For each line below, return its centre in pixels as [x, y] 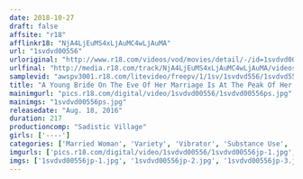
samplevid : [30, 77]
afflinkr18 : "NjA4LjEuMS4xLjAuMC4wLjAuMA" [90, 43]
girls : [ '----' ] [40, 136]
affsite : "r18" [38, 34]
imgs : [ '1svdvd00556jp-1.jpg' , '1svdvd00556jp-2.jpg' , [115, 160]
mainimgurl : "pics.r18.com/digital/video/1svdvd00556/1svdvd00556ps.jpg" [151, 93]
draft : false [34, 26]
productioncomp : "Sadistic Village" [78, 127]
